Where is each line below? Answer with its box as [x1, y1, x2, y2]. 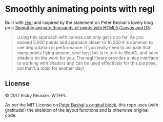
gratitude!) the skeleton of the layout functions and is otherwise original [5, 107, 149, 113]
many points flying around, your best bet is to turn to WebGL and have [17, 50, 159, 56]
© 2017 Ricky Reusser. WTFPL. [5, 92, 68, 98]
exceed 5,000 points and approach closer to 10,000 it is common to [17, 39, 153, 45]
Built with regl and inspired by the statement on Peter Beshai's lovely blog [5, 20, 153, 25]
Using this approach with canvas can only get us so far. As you [17, 34, 144, 40]
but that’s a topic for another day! [17, 65, 84, 71]
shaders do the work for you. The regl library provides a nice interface [17, 55, 159, 61]
